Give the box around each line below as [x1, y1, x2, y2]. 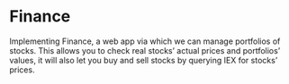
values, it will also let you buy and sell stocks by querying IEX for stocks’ [9, 55, 278, 65]
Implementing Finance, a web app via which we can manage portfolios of [9, 36, 281, 46]
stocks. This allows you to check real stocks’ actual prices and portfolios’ [9, 45, 281, 55]
